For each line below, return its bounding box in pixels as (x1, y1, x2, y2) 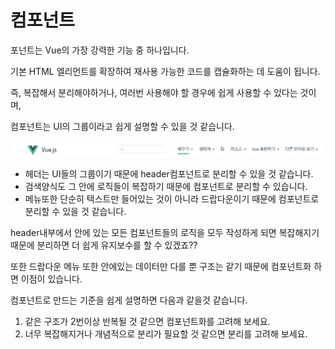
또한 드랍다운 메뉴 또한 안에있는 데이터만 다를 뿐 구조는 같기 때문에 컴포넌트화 (10, 261, 312, 273)
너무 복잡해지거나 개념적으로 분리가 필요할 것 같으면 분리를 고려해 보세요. (24, 328, 308, 340)
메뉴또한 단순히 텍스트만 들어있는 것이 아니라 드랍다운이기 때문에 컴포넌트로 (24, 193, 320, 205)
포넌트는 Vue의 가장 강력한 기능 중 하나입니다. (10, 44, 190, 56)
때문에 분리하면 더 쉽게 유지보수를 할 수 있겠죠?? (10, 239, 198, 251)
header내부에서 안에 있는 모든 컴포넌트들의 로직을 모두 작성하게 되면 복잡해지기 (10, 227, 320, 239)
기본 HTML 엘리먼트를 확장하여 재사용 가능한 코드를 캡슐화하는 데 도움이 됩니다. (10, 65, 321, 77)
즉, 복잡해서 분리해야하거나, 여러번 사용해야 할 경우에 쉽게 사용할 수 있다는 (10, 86, 298, 98)
